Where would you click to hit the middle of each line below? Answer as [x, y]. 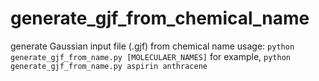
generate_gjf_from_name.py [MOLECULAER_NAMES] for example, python [150, 56]
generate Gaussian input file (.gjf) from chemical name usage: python [152, 46]
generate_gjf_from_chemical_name [160, 18]
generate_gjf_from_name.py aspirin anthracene [109, 66]
